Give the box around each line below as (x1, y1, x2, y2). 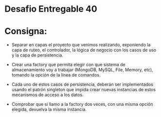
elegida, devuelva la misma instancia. (11, 106, 87, 113)
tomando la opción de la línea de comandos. (11, 72, 101, 78)
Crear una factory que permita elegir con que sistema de (11, 62, 126, 68)
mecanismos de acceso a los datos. (11, 92, 84, 98)
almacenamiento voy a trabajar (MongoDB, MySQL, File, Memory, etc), (11, 67, 154, 73)
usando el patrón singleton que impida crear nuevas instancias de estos (11, 87, 156, 93)
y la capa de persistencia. (11, 52, 64, 58)
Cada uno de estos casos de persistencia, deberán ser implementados (11, 81, 154, 87)
